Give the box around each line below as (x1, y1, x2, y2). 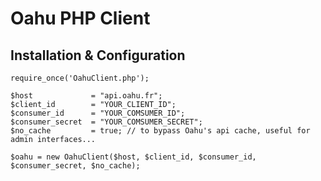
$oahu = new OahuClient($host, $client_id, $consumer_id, (10, 152, 257, 162)
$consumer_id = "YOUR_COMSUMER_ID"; (10, 108, 186, 118)
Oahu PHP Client (10, 7, 151, 30)
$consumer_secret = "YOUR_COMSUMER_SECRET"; (10, 117, 203, 127)
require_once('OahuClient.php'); (10, 73, 150, 83)
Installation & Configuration (10, 47, 186, 64)
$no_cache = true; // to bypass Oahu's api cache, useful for (10, 126, 311, 136)
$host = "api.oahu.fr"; (10, 91, 163, 101)
